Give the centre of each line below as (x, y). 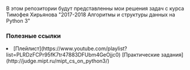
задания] (172, 55)
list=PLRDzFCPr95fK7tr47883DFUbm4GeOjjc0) (63, 55)
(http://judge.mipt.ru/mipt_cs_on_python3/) (58, 61)
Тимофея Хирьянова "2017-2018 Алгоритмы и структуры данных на (91, 15)
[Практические (141, 55)
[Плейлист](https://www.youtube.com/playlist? (70, 48)
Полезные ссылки (34, 36)
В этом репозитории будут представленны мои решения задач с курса (95, 8)
